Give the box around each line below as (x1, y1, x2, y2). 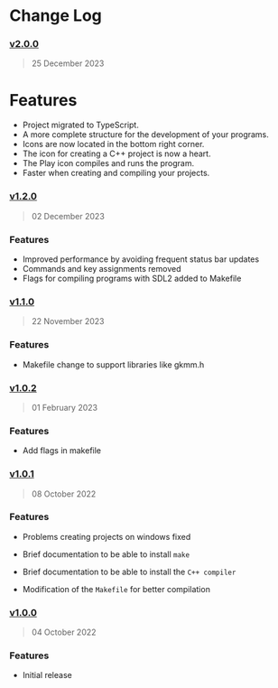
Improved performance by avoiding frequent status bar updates (22, 254, 260, 265)
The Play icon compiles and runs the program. (22, 158, 195, 169)
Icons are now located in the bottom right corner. (22, 139, 205, 150)
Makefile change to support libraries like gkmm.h (22, 358, 205, 370)
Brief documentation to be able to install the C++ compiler (22, 566, 236, 577)
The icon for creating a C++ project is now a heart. (22, 148, 211, 159)
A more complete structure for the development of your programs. (22, 129, 269, 140)
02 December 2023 (31, 210, 106, 221)
